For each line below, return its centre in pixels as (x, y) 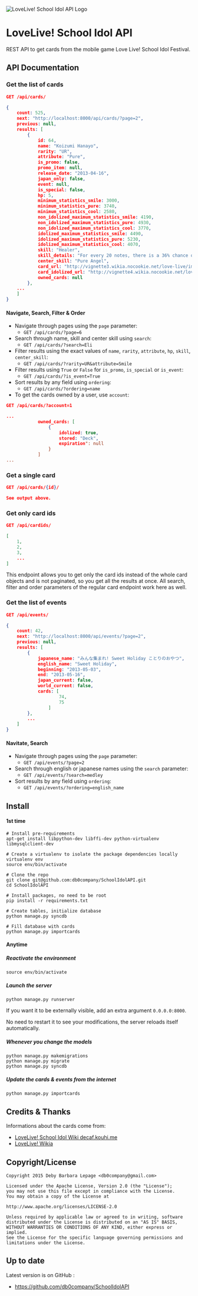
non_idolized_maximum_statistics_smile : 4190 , (96, 217)
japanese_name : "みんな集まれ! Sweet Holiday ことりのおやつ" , (111, 658)
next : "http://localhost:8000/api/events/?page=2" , (81, 636)
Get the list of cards (35, 84)
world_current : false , (65, 686)
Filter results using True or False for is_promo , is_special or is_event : (99, 370)
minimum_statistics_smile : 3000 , (78, 201)
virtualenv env (25, 859)
